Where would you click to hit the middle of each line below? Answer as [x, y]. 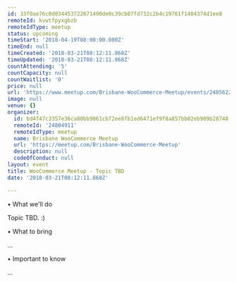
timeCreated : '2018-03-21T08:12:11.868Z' [69, 54]
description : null [41, 152]
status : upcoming [33, 33]
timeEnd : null [28, 47]
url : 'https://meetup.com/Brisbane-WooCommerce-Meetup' [97, 145]
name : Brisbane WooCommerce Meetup [66, 138]
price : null [25, 86]
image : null [25, 99]
